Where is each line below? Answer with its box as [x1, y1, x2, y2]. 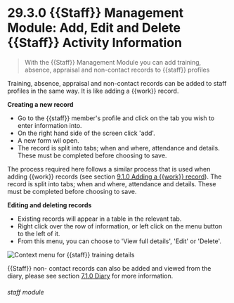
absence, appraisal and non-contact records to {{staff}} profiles [24, 65, 210, 74]
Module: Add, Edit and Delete [7, 20, 181, 36]
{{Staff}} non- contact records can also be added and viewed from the [7, 264, 212, 272]
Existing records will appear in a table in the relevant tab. [17, 214, 182, 223]
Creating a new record [7, 100, 74, 108]
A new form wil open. [17, 136, 79, 145]
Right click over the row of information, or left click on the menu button [17, 221, 223, 230]
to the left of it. [17, 229, 60, 238]
